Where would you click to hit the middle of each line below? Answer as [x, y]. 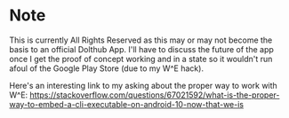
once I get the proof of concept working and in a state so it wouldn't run [141, 59]
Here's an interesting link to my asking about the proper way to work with [143, 85]
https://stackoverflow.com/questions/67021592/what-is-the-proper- [155, 95]
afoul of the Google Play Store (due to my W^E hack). [107, 68]
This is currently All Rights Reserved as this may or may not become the [141, 40]
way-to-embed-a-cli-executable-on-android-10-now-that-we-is [127, 104]
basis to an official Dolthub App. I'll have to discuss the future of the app [141, 49]
